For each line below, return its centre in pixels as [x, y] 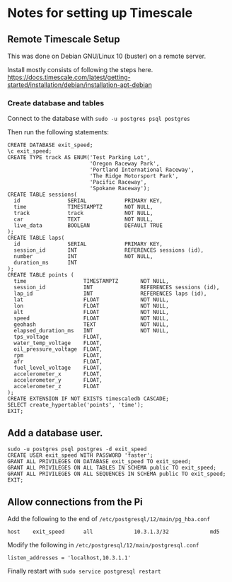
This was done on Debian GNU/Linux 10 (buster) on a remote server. [107, 56]
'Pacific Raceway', [118, 182]
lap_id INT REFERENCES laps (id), [110, 294]
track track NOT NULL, [83, 214]
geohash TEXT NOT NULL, [92, 325]
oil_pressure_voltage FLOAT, [58, 349]
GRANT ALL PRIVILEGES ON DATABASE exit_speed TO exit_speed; [99, 462]
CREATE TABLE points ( [41, 275]
